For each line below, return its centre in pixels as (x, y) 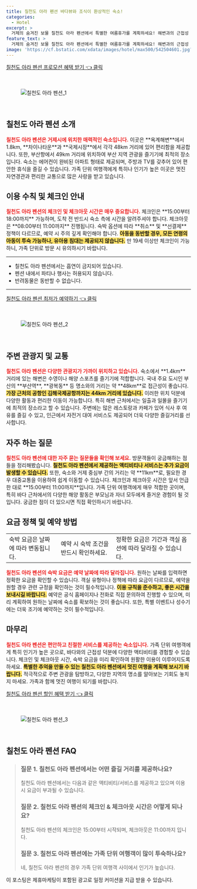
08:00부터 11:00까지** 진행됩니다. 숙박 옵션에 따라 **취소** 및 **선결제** (102, 226)
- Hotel (21, 22)
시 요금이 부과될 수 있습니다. (52, 790)
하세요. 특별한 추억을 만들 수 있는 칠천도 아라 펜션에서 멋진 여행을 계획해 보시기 (95, 666)
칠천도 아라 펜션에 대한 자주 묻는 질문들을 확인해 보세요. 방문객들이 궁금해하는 (94, 458)
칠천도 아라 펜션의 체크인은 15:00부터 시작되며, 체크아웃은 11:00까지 (98, 829)
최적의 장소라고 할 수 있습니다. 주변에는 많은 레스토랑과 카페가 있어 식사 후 (96, 408)
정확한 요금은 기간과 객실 (148, 539)
